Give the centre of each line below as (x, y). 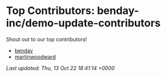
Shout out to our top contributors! (47, 39)
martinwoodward (35, 57)
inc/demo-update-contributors (84, 23)
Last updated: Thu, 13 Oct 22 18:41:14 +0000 (60, 68)
